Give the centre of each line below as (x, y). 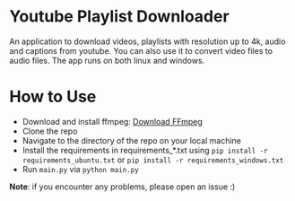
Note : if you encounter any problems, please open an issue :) (122, 187)
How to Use (53, 97)
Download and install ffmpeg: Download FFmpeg (113, 121)
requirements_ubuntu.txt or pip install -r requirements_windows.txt (153, 160)
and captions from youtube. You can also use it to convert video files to (141, 50)
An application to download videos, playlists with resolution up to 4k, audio (147, 41)
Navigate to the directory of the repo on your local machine (132, 140)
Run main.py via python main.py (80, 169)
